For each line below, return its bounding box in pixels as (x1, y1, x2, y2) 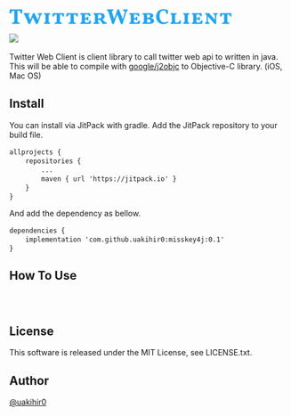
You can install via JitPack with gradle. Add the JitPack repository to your (9, 119, 278, 130)
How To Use (9, 268, 77, 283)
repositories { (25, 156, 82, 166)
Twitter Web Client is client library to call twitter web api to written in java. (9, 52, 279, 62)
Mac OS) (9, 70, 42, 81)
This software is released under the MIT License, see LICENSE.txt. (9, 347, 253, 358)
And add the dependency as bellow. (9, 208, 141, 218)
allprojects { (9, 147, 62, 157)
